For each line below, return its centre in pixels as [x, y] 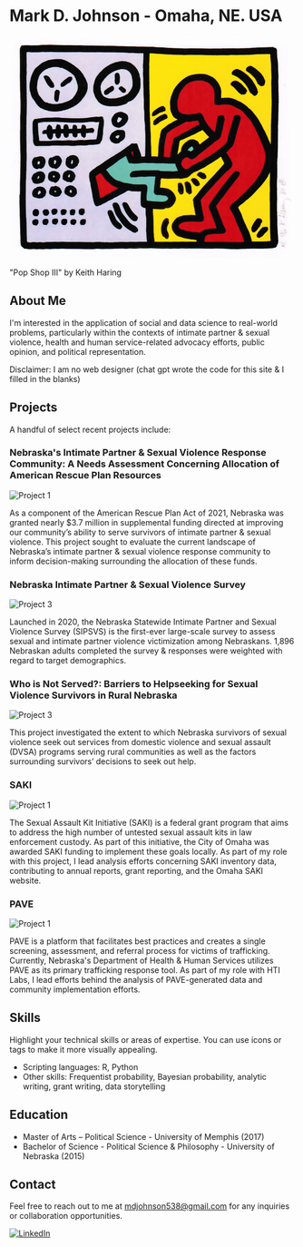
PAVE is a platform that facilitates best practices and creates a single [137, 941]
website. [25, 880]
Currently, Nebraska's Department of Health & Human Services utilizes [142, 961]
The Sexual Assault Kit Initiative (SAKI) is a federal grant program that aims [149, 822]
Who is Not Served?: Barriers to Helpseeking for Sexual [134, 684]
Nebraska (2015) [54, 1156]
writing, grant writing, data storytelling [94, 1086]
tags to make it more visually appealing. [83, 1049]
